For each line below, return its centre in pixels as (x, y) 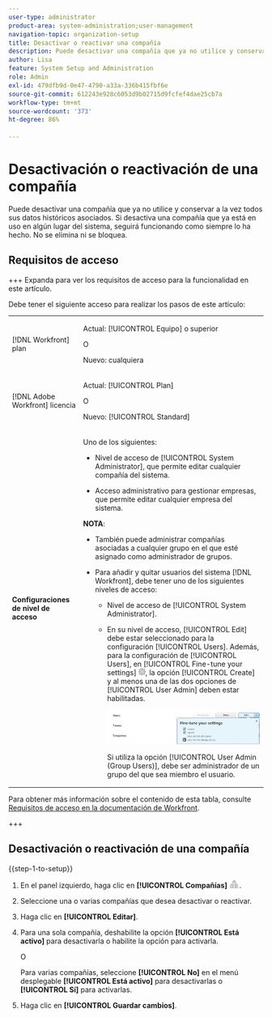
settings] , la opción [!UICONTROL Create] (181, 672)
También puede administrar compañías (160, 539)
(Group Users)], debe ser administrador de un (183, 765)
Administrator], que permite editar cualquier (168, 466)
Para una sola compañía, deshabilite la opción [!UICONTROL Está (130, 932)
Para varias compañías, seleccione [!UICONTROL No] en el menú (129, 972)
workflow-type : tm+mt (45, 103)
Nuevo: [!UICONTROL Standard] (136, 417)
